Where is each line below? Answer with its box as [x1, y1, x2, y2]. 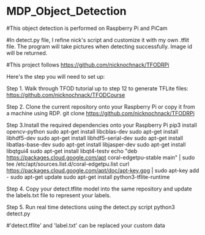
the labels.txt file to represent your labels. [6, 191, 111, 199]
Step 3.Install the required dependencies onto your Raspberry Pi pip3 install [6, 121, 197, 129]
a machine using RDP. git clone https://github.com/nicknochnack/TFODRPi [6, 109, 195, 117]
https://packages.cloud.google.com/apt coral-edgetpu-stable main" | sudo [6, 154, 195, 161]
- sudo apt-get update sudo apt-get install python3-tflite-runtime [6, 173, 170, 181]
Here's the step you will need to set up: [6, 73, 105, 80]
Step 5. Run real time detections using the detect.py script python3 [6, 203, 176, 211]
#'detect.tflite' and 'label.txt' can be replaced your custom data [6, 222, 165, 229]
